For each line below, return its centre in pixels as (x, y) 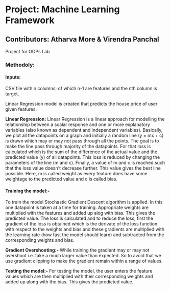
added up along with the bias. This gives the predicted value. (69, 282)
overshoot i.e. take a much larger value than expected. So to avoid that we (83, 256)
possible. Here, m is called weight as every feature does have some (76, 174)
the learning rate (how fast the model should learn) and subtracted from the (85, 235)
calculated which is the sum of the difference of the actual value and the (81, 152)
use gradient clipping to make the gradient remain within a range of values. (84, 261)
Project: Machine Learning (63, 9)
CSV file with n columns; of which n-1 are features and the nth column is (81, 89)
